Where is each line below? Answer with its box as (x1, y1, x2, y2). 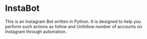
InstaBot (5, 3, 40, 14)
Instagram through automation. (5, 29, 67, 34)
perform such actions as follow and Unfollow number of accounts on (5, 23, 142, 29)
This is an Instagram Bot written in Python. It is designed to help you (5, 19, 142, 24)
